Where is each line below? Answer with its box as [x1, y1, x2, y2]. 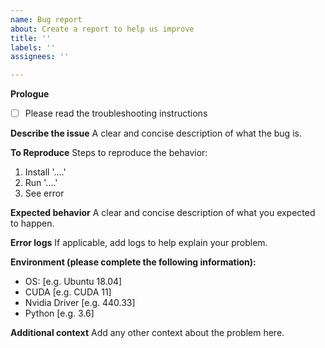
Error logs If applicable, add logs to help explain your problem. [10, 237, 268, 249]
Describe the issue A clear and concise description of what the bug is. [10, 127, 302, 140]
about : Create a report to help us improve [10, 24, 195, 34]
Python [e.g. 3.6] [24, 307, 95, 320]
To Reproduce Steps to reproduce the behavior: [10, 147, 208, 159]
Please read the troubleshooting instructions [24, 107, 208, 120]
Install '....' [24, 166, 67, 178]
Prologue [10, 88, 50, 100]
